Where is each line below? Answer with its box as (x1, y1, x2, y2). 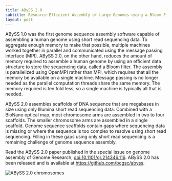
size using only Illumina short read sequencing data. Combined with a (5, 106, 152, 113)
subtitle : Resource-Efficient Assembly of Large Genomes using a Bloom (5, 12, 161, 17)
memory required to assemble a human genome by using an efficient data (5, 58, 161, 65)
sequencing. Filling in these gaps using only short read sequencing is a (5, 134, 155, 140)
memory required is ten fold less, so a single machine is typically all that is (5, 86, 162, 92)
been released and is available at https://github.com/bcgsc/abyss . (5, 160, 145, 166)
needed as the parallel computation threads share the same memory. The (5, 80, 160, 86)
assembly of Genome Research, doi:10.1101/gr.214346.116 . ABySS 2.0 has (5, 154, 159, 160)
